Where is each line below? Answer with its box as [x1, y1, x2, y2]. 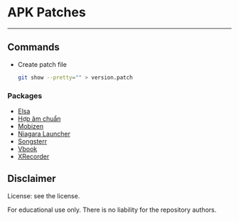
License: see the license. [7, 191, 80, 200]
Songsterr [17, 136, 48, 146]
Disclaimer [7, 173, 56, 185]
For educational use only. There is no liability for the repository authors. [7, 205, 217, 214]
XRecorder [17, 152, 50, 161]
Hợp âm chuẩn [17, 114, 61, 123]
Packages [7, 90, 43, 100]
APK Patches [7, 4, 87, 21]
